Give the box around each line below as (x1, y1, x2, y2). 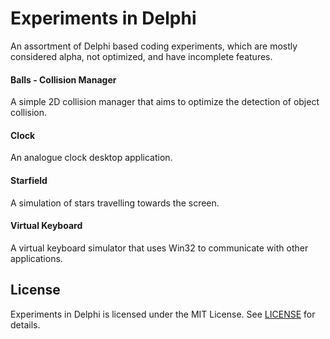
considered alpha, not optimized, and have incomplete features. (10, 50, 273, 62)
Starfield (10, 174, 48, 186)
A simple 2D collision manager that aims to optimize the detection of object (10, 96, 320, 108)
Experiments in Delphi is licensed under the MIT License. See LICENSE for (10, 308, 316, 320)
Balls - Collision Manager (10, 73, 117, 86)
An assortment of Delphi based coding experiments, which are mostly (10, 40, 298, 52)
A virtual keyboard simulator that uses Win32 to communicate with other (10, 242, 309, 254)
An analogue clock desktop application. (10, 152, 173, 164)
